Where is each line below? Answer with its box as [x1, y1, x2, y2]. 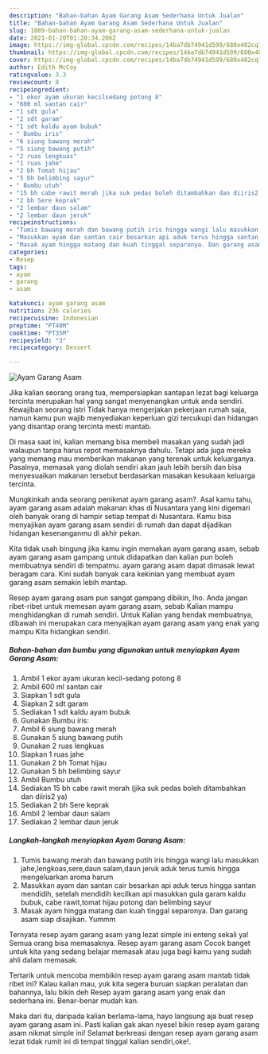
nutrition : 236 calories [9, 307, 91, 315]
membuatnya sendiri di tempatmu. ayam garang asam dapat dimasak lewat [9, 561, 255, 571]
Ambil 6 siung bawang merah [20, 724, 118, 734]
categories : [9, 248, 49, 256]
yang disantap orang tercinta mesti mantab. [9, 422, 152, 432]
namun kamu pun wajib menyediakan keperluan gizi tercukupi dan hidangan [9, 413, 258, 423]
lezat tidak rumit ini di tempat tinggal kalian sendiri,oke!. [9, 1037, 192, 1046]
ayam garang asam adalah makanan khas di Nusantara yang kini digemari [9, 503, 251, 513]
